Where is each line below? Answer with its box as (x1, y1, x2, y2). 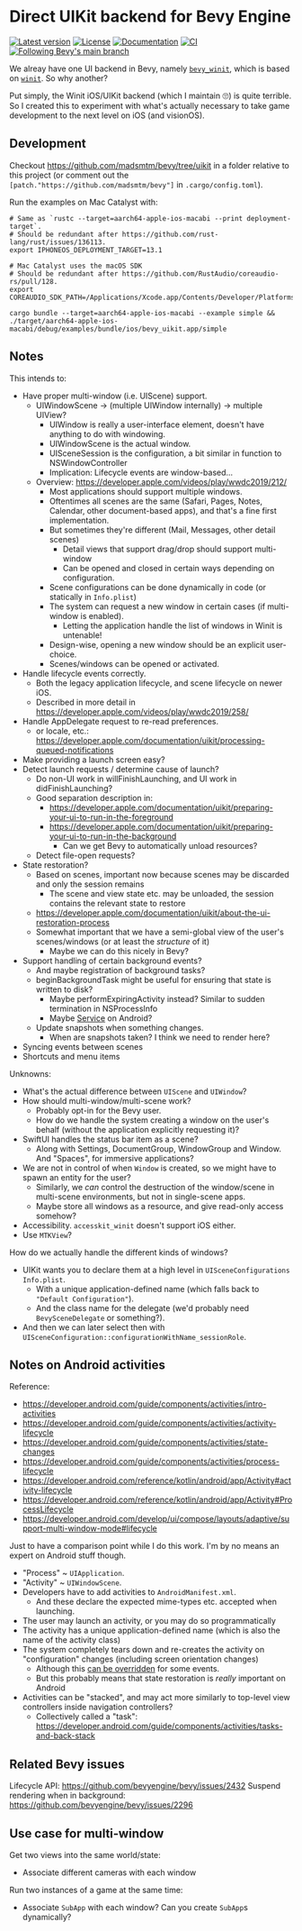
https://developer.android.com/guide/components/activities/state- (22, 1437, 269, 1448)
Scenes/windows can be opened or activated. (49, 658, 220, 669)
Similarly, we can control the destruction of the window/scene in (35, 1181, 275, 1192)
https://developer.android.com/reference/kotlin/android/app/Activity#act (22, 1475, 292, 1486)
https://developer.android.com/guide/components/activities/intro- (22, 1398, 267, 1409)
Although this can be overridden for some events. (35, 1663, 220, 1674)
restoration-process (35, 916, 111, 927)
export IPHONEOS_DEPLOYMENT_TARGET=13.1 (9, 245, 164, 254)
